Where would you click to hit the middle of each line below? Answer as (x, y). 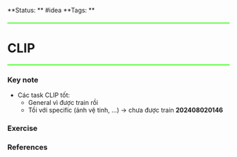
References (28, 147)
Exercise (23, 128)
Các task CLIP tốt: (44, 95)
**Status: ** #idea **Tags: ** (51, 10)
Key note (23, 80)
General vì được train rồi (63, 103)
